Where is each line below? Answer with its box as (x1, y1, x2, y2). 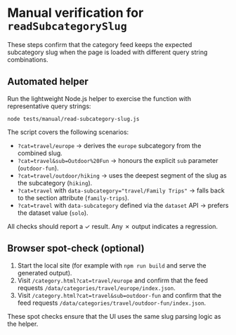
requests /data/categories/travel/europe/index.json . (17, 283, 176, 292)
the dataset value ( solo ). (17, 209, 89, 217)
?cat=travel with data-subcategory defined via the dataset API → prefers (17, 201, 229, 209)
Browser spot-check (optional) (7, 242, 145, 254)
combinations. (7, 55, 48, 64)
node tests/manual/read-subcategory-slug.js (7, 115, 140, 122)
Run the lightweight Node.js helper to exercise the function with (7, 94, 192, 103)
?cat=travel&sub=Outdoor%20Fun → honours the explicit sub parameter (17, 156, 218, 164)
